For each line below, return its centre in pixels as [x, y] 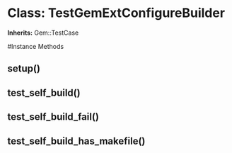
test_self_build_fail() [53, 117]
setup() [24, 69]
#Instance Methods [36, 46]
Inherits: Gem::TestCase [43, 33]
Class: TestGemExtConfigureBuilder [116, 13]
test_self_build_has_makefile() [76, 141]
